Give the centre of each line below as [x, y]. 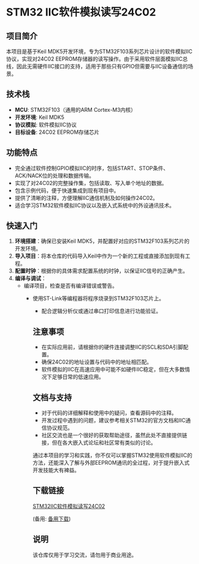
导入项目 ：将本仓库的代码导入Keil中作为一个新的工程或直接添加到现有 [100, 256]
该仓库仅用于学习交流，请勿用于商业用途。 [85, 554]
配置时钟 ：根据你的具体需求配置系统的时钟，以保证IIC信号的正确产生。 [101, 271]
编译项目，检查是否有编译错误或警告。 [70, 286]
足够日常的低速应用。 [78, 377]
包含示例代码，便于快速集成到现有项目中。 [67, 190]
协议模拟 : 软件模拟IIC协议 [46, 124]
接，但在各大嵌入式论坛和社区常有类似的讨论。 [99, 443]
